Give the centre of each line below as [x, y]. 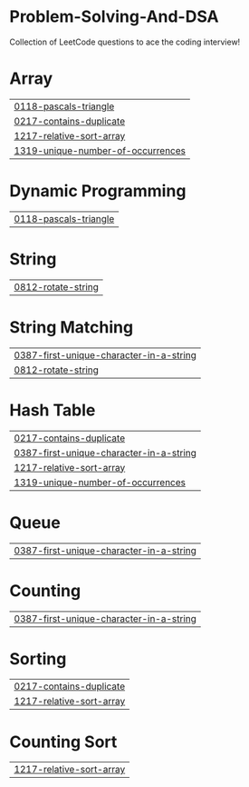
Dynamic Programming [98, 191]
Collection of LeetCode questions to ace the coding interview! [125, 42]
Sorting [38, 658]
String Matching [72, 327]
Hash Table [53, 410]
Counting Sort [63, 742]
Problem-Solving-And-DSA [114, 17]
